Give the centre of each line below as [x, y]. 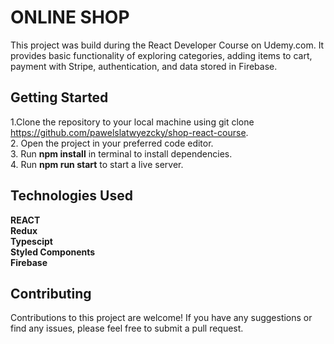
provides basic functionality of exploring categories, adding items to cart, [161, 55]
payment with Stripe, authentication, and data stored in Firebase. [144, 66]
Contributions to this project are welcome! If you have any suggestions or [161, 318]
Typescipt [31, 241]
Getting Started [59, 97]
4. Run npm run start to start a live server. [97, 164]
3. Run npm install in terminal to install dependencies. [121, 153]
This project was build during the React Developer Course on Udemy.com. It [167, 45]
